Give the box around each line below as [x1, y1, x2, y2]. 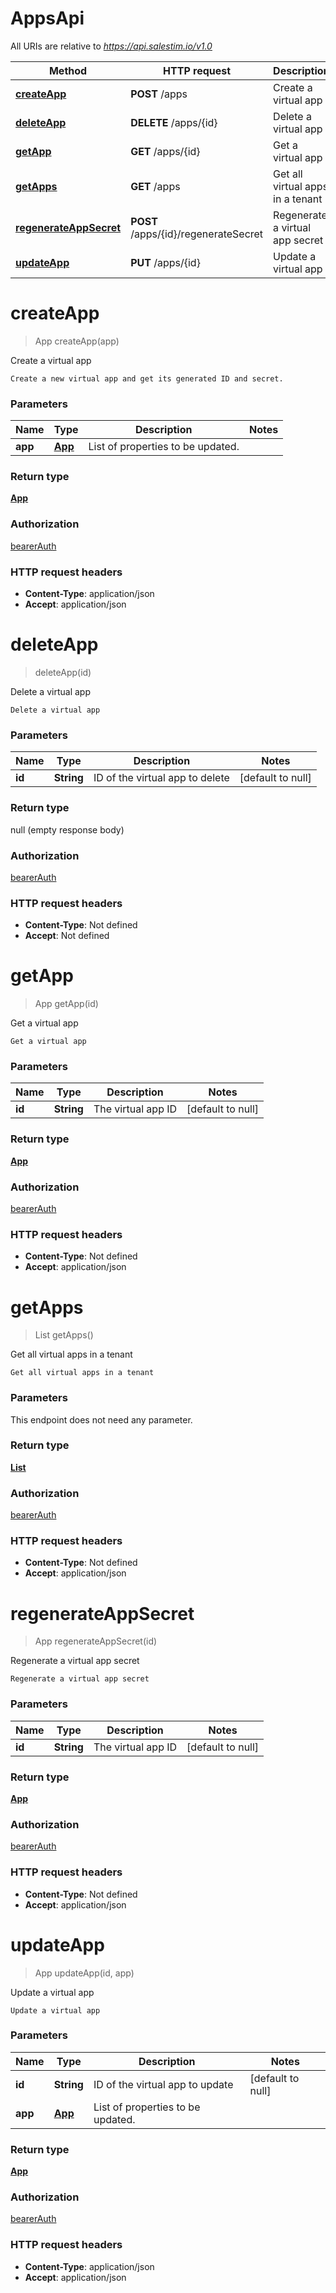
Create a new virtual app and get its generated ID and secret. [10, 373, 284, 384]
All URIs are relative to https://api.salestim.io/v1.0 [10, 40, 213, 52]
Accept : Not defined [24, 930, 110, 942]
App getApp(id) [34, 998, 99, 1010]
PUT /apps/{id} [130, 255, 201, 269]
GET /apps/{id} [130, 144, 201, 158]
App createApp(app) [34, 335, 120, 347]
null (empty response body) [10, 823, 125, 836]
